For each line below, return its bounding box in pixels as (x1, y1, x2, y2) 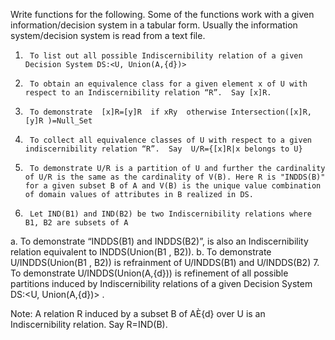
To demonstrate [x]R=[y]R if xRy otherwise (29, 107, 227, 117)
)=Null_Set (47, 116, 93, 126)
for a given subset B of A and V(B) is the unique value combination (24, 181, 322, 191)
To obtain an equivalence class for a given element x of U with (29, 79, 308, 89)
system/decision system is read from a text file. (10, 30, 206, 41)
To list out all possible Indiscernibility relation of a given (29, 51, 303, 61)
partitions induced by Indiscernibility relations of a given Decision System (10, 278, 313, 289)
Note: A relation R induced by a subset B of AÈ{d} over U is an (10, 308, 266, 319)
